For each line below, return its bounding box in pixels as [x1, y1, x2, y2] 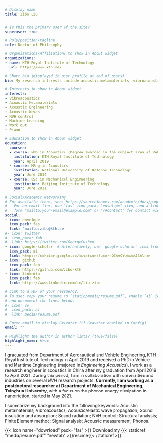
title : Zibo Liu [5, 12, 38, 17]
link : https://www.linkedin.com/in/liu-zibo [9, 280, 101, 286]
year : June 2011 [14, 186, 47, 191]
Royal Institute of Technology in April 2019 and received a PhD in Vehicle [5, 357, 150, 362]
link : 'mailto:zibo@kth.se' [9, 226, 66, 231]
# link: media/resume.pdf [5, 312, 60, 317]
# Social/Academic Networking [5, 195, 66, 200]
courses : [9, 145, 27, 150]
